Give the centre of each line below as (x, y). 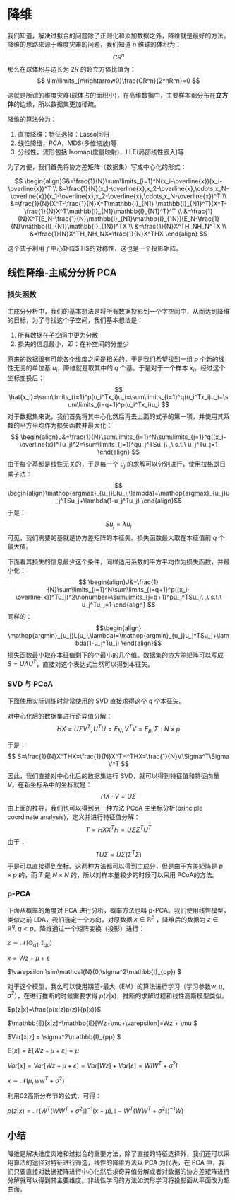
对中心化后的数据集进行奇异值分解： (60, 716)
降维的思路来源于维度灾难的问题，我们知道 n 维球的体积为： (95, 44)
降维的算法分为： (32, 119)
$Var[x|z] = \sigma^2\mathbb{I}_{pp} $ (64, 1037)
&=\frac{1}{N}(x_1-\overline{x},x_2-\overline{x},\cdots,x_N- (144, 188)
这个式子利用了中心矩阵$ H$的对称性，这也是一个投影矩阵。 (95, 248)
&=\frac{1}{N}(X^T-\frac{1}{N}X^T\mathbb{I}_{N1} (82, 203)
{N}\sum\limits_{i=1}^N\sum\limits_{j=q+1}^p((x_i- (119, 589)
